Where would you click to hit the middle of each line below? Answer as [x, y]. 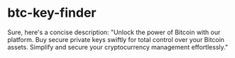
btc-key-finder [52, 13]
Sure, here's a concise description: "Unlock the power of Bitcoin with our [114, 32]
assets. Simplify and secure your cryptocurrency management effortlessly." [118, 47]
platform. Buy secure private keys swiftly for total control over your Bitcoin [116, 39]
